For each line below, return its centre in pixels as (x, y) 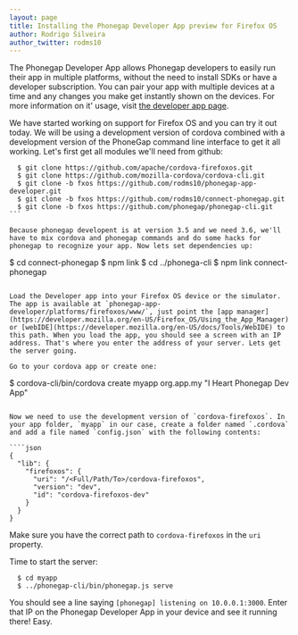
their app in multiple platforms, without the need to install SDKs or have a (143, 78)
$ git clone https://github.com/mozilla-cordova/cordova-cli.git (141, 176)
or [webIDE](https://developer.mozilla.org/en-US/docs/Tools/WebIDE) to (147, 328)
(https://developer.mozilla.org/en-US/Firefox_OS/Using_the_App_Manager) (149, 320)
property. (26, 545)
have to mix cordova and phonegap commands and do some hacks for (135, 238)
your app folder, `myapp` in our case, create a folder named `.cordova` (149, 425)
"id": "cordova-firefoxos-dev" (91, 495)
